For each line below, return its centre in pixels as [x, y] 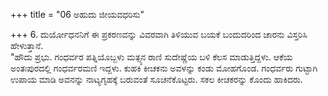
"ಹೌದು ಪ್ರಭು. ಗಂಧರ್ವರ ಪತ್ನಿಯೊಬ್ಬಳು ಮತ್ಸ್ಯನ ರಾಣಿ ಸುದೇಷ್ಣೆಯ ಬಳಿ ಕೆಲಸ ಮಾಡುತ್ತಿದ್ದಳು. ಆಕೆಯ [151, 57]
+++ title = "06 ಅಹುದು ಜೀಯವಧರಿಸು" [77, 14]
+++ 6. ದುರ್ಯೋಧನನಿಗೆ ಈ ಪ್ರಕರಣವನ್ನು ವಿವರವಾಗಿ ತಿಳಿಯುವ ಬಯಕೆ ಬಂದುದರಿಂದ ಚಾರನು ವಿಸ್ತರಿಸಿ [159, 34]
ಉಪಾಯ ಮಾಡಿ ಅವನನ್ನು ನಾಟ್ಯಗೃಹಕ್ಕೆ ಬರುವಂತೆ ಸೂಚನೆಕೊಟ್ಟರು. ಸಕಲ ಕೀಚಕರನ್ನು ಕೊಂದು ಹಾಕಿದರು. [156, 79]
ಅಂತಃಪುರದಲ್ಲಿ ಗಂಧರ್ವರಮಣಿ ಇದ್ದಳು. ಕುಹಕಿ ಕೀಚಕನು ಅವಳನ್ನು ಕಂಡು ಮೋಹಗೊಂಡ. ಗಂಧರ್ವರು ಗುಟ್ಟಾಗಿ [164, 68]
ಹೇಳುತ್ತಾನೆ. [27, 45]
